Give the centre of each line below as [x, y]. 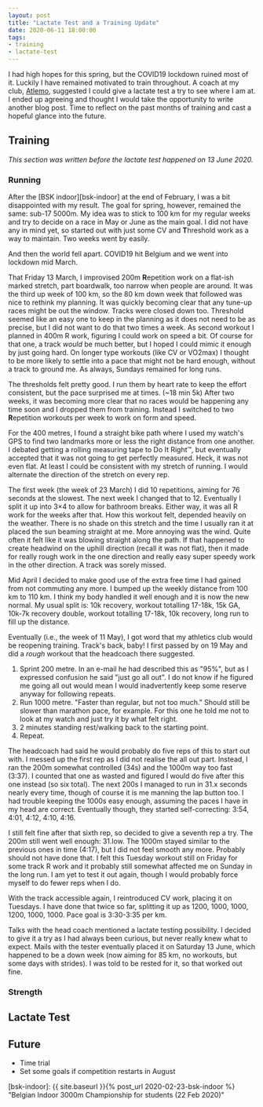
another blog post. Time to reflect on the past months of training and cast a [130, 108]
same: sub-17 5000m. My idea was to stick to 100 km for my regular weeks [130, 214]
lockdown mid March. [43, 262]
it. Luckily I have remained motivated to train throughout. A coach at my [124, 82]
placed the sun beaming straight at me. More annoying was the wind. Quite [130, 532]
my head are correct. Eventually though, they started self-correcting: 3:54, [129, 809]
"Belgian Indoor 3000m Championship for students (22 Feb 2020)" [117, 1095]
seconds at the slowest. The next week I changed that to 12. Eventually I [124, 499]
